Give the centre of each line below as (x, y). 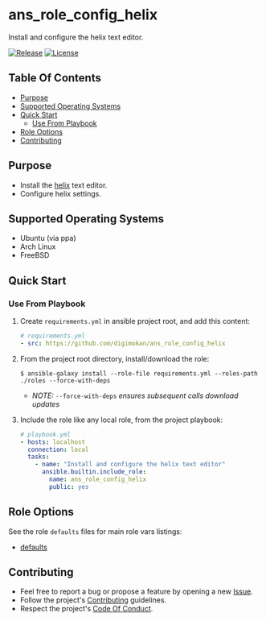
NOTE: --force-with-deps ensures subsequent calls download (135, 395)
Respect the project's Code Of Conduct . (86, 609)
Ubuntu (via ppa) (48, 238)
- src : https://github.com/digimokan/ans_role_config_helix (123, 343)
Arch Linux (38, 246)
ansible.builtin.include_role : (94, 472)
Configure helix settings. (61, 193)
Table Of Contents (55, 78)
